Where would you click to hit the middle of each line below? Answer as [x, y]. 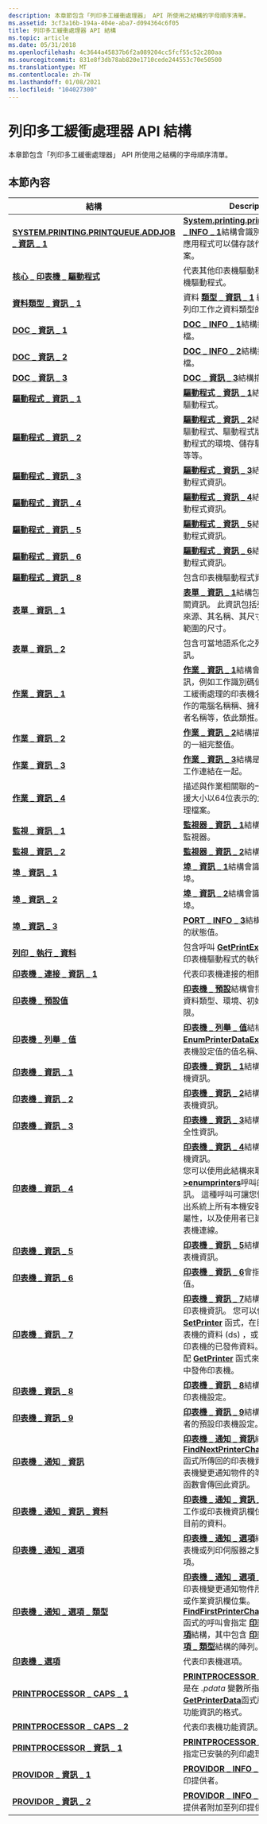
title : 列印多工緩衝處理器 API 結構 [62, 30]
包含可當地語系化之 [219, 643]
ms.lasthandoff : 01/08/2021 [55, 82]
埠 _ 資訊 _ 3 [35, 927]
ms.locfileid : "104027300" [53, 89]
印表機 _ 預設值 [41, 1001]
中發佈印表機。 [211, 1370]
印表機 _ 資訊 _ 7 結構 [222, 1299]
